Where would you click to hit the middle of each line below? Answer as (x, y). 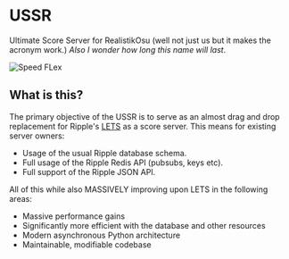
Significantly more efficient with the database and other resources (144, 225)
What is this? (46, 95)
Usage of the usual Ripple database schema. (104, 153)
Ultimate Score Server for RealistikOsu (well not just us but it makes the (140, 40)
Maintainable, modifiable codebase (87, 244)
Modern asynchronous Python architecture (101, 235)
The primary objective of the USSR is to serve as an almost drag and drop (144, 116)
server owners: (37, 136)
